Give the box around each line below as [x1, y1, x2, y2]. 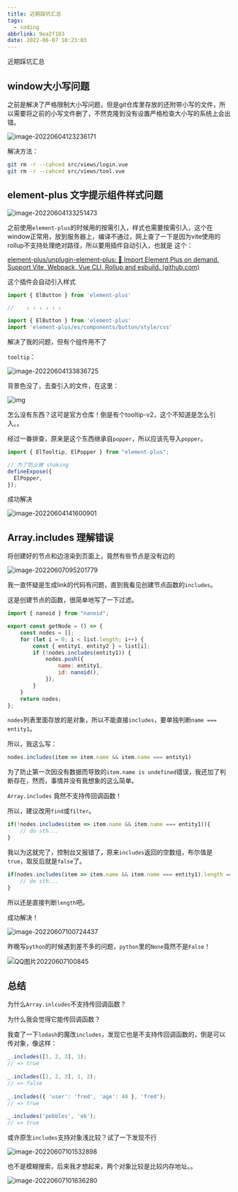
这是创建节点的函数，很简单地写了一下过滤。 [7, 596, 138, 604]
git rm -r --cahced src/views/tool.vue [7, 168, 125, 175]
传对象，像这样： [7, 1039, 57, 1048]
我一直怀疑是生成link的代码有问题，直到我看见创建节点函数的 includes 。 [7, 581, 217, 589]
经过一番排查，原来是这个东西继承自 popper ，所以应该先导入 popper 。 [7, 434, 207, 443]
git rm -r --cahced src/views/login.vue [7, 161, 129, 168]
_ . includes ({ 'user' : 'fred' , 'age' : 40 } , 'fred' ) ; [7, 1092, 166, 1100]
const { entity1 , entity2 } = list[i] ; [33, 643, 151, 650]
